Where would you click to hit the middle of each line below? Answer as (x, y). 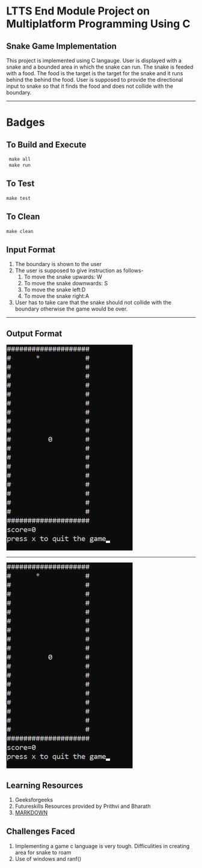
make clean (20, 231)
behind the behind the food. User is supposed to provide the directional (95, 80)
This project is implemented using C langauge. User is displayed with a (94, 60)
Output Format (34, 333)
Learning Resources (44, 785)
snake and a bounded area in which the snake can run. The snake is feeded (100, 67)
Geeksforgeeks (34, 800)
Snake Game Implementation (62, 46)
